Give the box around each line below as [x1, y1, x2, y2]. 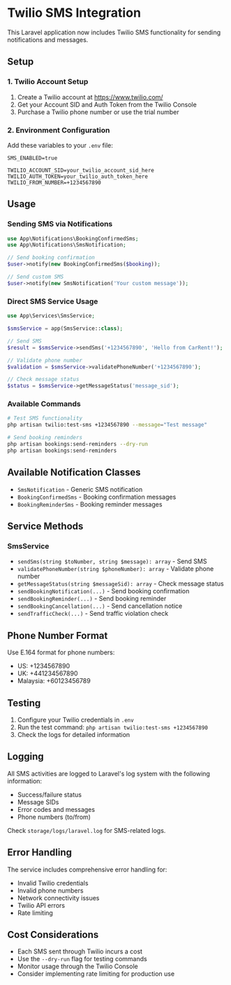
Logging [7, 751, 44, 763]
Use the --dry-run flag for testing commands [17, 955, 148, 963]
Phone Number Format [7, 629, 108, 642]
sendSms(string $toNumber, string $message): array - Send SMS [17, 557, 207, 565]
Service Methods [7, 521, 84, 532]
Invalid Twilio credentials [17, 879, 89, 887]
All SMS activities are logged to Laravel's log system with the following [7, 769, 211, 778]
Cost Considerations [7, 928, 99, 940]
